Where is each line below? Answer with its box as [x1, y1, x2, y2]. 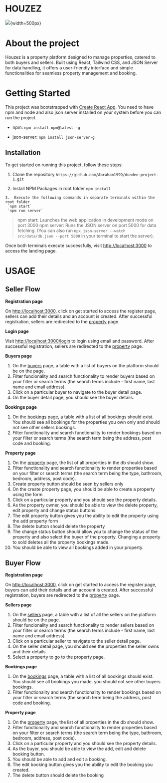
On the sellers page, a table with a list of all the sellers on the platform [12, 612, 156, 618]
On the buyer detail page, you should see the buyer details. [12, 394, 135, 400]
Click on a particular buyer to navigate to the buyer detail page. [12, 389, 143, 395]
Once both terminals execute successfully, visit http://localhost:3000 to [5, 243, 152, 249]
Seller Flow [5, 285, 41, 293]
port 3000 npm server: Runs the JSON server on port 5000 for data [17, 222, 157, 228]
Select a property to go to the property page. [12, 654, 105, 660]
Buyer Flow [5, 559, 41, 567]
